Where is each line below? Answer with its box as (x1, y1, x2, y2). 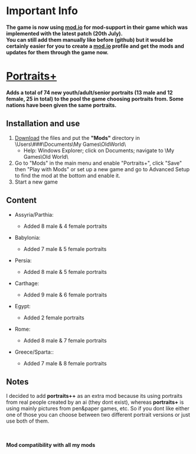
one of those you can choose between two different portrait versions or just (6, 411, 191, 419)
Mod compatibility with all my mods (6, 442, 96, 449)
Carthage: (14, 279, 40, 287)
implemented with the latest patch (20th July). (6, 30, 123, 37)
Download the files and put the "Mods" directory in (14, 134, 141, 141)
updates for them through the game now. (6, 48, 109, 55)
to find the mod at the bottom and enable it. (14, 172, 120, 179)
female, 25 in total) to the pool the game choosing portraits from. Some (6, 95, 184, 102)
